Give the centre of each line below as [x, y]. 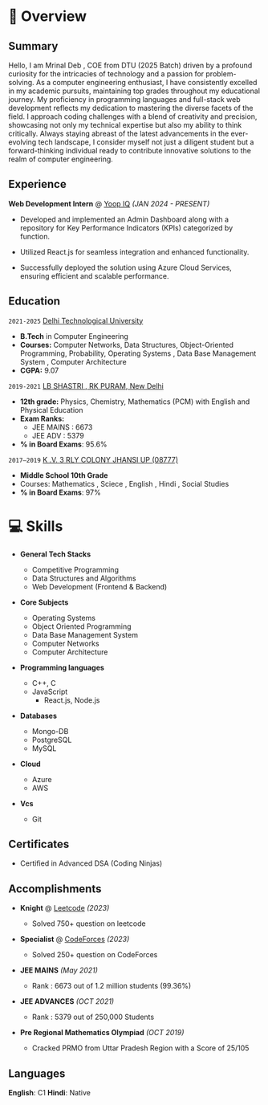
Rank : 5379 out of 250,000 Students [93, 1017]
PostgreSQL [52, 740]
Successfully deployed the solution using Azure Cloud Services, [126, 267]
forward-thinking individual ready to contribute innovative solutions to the [130, 151]
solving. [21, 82]
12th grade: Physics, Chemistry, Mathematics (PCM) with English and [135, 402]
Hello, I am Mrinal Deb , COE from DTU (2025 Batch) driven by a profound [130, 65]
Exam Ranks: [42, 418]
